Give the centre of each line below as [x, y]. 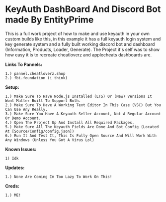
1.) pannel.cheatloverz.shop [35, 73]
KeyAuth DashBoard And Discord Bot [83, 9]
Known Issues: [21, 149]
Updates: [15, 168]
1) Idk [12, 158]
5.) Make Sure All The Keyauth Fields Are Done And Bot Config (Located [82, 127]
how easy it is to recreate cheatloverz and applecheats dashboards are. [79, 55]
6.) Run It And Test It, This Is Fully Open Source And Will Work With [81, 136]
